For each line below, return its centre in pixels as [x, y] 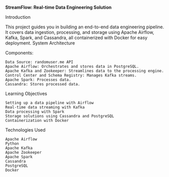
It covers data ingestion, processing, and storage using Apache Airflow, [80, 32]
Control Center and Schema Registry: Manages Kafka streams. [71, 75]
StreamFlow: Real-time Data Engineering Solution [58, 7]
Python [12, 144]
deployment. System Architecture [40, 43]
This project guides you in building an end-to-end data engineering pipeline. [85, 27]
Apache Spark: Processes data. [38, 80]
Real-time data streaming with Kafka [45, 107]
